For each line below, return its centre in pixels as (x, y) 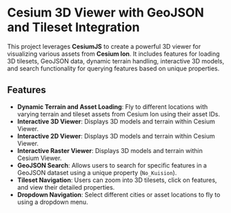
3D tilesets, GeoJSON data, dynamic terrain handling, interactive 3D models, (116, 61)
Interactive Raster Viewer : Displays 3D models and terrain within (110, 150)
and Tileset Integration (73, 27)
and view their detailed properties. (66, 187)
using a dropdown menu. (52, 202)
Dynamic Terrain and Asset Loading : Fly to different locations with (112, 106)
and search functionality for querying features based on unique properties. (113, 68)
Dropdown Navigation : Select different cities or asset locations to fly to (119, 194)
